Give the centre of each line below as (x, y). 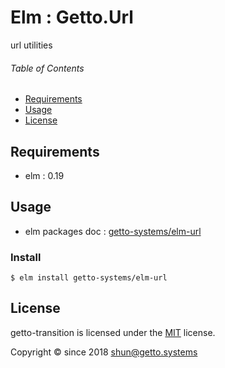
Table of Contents (47, 68)
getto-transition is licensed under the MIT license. (113, 332)
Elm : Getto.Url (72, 17)
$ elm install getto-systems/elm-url (89, 278)
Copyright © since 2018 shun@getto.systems (104, 352)
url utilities (31, 45)
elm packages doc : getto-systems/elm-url (113, 231)
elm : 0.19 (44, 175)
